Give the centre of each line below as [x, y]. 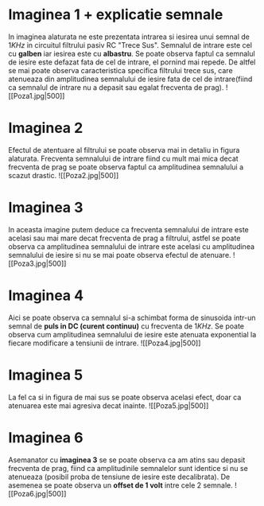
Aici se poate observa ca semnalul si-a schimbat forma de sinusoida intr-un [132, 317]
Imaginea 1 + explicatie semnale [116, 15]
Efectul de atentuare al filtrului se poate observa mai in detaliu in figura [124, 150]
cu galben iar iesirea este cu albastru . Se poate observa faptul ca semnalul [132, 53]
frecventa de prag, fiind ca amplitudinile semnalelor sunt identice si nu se [128, 468]
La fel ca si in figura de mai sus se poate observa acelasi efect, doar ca [125, 397]
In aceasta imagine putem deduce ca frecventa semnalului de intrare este [128, 229]
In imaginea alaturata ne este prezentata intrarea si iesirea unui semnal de [129, 37]
